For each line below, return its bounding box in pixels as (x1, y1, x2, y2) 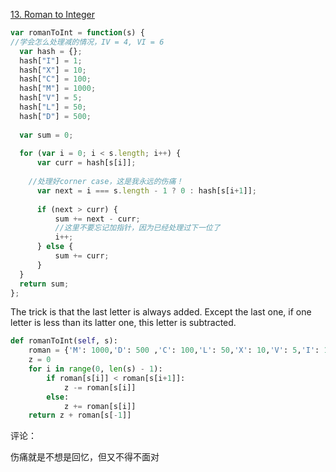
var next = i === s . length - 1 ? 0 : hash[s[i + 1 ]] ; (36, 185, 257, 196)
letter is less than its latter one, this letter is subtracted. (10, 317, 237, 329)
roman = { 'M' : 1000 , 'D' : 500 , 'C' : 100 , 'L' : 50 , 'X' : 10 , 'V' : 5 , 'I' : (28, 345, 320, 356)
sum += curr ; (54, 251, 110, 261)
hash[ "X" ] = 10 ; (19, 65, 87, 75)
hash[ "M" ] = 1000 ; (19, 84, 97, 94)
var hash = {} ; (19, 46, 83, 56)
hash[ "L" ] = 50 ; (19, 102, 87, 112)
